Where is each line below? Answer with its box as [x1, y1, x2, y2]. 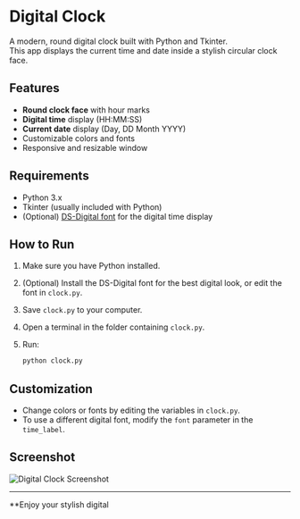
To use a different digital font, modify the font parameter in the [21, 414, 254, 425]
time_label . [21, 424, 65, 435]
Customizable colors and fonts [21, 132, 136, 144]
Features [9, 80, 60, 96]
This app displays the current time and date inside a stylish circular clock [9, 45, 278, 55]
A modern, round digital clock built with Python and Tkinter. [9, 36, 228, 46]
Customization [9, 381, 94, 397]
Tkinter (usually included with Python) [21, 201, 162, 212]
